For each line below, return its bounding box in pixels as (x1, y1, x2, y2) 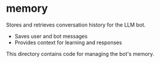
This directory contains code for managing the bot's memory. (6, 50, 154, 57)
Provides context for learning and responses (14, 39, 122, 46)
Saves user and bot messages (14, 32, 88, 39)
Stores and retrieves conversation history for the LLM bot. (6, 21, 146, 28)
